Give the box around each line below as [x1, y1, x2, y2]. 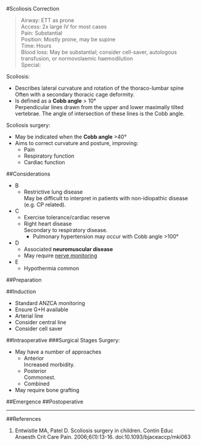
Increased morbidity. [23, 361, 75, 368]
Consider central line [14, 319, 67, 326]
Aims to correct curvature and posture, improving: [14, 140, 139, 146]
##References [6, 415, 41, 422]
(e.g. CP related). [23, 201, 66, 208]
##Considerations [6, 170, 51, 177]
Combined [23, 380, 50, 387]
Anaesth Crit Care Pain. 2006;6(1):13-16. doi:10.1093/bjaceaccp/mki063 [14, 433, 191, 440]
